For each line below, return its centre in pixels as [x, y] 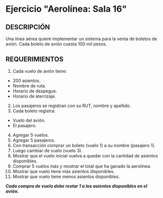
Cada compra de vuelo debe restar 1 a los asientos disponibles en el [77, 186]
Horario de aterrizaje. [34, 96]
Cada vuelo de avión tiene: [40, 71]
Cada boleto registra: [34, 110]
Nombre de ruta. [29, 86]
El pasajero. [25, 125]
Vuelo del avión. [29, 120]
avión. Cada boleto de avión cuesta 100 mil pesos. [56, 44]
